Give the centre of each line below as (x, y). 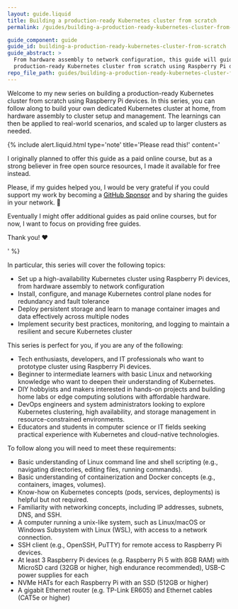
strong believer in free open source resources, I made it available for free (114, 166)
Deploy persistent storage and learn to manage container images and (119, 309)
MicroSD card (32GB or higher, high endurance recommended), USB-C (121, 567)
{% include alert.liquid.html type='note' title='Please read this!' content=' (114, 144)
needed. (19, 131)
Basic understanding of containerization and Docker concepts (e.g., (117, 477)
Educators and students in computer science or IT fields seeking (112, 427)
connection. (35, 537)
